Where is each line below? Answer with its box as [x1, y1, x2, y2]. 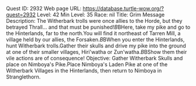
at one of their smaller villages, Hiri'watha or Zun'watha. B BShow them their [6, 49, 187, 55]
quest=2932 [6, 11, 36, 18]
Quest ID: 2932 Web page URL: [6, 5, 82, 12]
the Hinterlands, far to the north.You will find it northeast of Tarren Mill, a [6, 30, 181, 37]
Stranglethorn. [6, 73, 41, 80]
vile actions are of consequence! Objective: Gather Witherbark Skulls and [6, 55, 183, 61]
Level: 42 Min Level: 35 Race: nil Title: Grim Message [37, 11, 165, 18]
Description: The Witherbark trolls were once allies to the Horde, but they [6, 18, 183, 24]
